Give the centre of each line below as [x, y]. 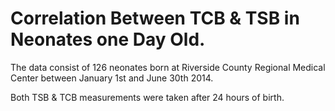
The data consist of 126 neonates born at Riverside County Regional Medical [168, 67]
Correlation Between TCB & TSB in [155, 18]
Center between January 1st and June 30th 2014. [112, 78]
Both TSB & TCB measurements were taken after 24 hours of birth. [147, 97]
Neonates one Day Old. [108, 39]
